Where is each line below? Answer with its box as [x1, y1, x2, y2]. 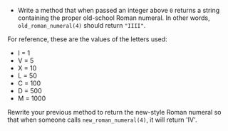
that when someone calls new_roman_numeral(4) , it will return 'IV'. [7, 115, 197, 124]
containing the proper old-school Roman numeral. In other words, [17, 14, 210, 22]
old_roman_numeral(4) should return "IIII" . [17, 21, 146, 29]
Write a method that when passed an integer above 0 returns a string [17, 6, 220, 14]
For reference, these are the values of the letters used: [7, 35, 167, 43]
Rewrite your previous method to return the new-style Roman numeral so [7, 108, 222, 116]
